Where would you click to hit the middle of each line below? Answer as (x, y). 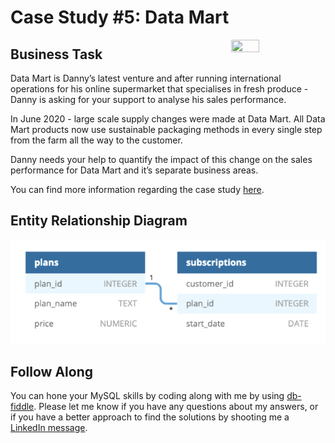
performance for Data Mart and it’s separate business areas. (134, 170)
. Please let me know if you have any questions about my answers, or (176, 407)
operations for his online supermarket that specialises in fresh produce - (159, 89)
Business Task (56, 54)
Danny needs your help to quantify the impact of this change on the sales (161, 159)
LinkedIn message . (49, 428)
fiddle (22, 407)
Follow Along (51, 372)
